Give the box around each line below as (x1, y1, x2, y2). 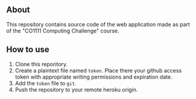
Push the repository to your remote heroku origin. (14, 86, 138, 93)
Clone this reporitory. (14, 60, 68, 68)
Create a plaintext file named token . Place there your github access (14, 67, 182, 74)
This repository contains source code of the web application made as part (6, 20, 190, 28)
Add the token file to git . (14, 79, 77, 86)
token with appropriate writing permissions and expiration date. (14, 73, 173, 80)
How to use (6, 44, 49, 55)
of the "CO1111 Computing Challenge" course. (6, 27, 119, 34)
